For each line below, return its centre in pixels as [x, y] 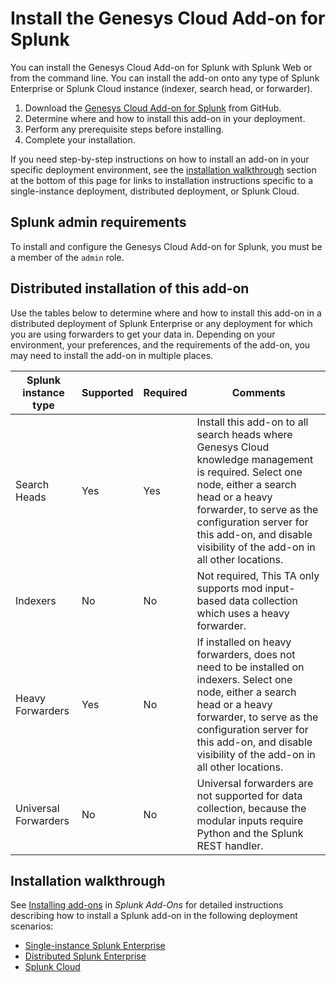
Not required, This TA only [258, 575]
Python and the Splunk [250, 833]
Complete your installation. [80, 139]
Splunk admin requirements [98, 222]
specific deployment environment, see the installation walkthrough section [163, 169]
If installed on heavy [244, 642]
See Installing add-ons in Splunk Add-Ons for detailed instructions [147, 905]
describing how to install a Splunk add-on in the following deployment [154, 916]
